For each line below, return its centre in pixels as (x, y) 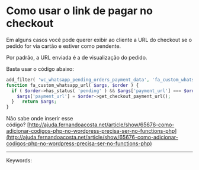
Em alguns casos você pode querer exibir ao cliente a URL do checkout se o (99, 40)
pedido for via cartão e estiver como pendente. (64, 46)
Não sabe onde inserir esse (40, 119)
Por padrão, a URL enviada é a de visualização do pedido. (77, 57)
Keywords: (19, 161)
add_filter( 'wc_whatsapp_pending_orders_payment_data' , (78, 80)
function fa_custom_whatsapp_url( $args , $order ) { (73, 85)
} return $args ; (34, 102)
